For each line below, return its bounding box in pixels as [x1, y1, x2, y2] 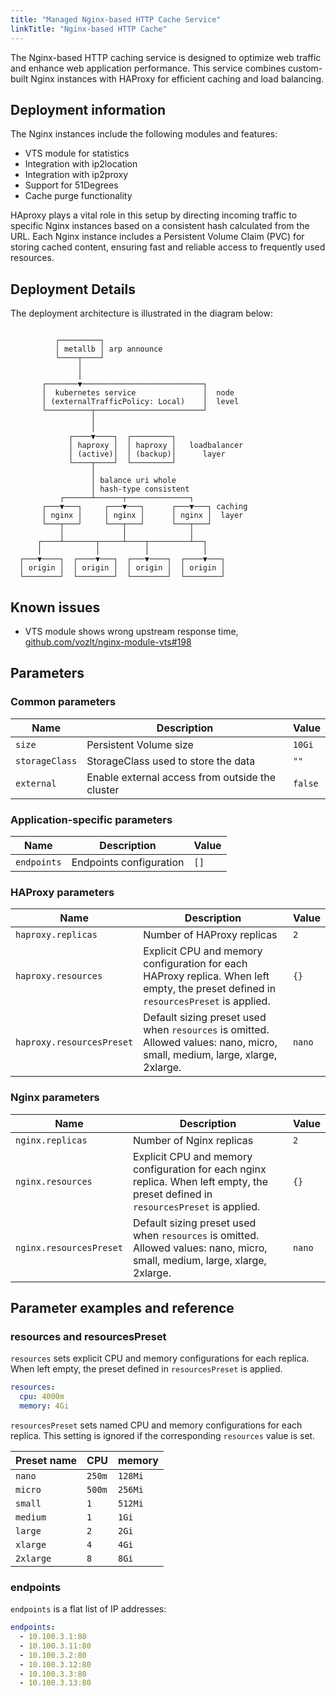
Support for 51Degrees [24, 179, 119, 191]
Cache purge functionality [24, 190, 133, 202]
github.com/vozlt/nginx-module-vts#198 [24, 636, 192, 648]
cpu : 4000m [19, 1392, 65, 1402]
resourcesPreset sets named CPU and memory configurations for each [10, 1419, 303, 1431]
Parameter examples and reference [10, 1299, 235, 1316]
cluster [86, 782, 120, 796]
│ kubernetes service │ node [41, 388, 235, 398]
